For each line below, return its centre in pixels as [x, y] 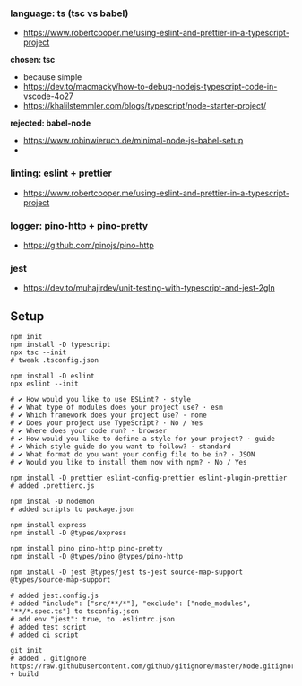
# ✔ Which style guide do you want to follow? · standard [121, 447]
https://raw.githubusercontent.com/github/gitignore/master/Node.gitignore [155, 666]
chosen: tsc [33, 60]
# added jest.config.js [55, 595]
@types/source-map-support [60, 580]
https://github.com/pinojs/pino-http [89, 245]
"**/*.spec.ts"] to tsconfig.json [75, 612]
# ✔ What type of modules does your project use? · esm [116, 407]
